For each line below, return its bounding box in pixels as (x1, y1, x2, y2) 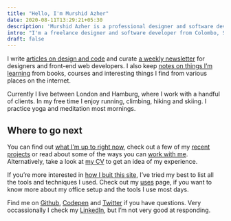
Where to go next (7, 125, 82, 136)
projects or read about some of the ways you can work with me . (7, 149, 188, 158)
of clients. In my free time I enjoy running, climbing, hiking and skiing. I (7, 97, 207, 105)
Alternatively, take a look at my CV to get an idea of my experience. (7, 157, 198, 165)
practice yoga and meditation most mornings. (7, 105, 136, 113)
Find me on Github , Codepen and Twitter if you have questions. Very (7, 198, 201, 207)
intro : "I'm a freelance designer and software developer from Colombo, (7, 29, 220, 36)
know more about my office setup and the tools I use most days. (7, 185, 189, 193)
